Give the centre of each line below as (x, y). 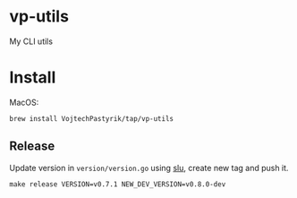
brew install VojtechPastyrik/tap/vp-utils (92, 118)
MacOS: (24, 102)
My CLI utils (31, 41)
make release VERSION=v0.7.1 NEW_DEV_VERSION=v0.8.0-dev (118, 184)
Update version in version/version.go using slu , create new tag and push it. (149, 168)
